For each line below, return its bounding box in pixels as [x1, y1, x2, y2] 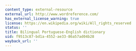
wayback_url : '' [5, 39, 38, 44]
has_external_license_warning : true [5, 16, 79, 21]
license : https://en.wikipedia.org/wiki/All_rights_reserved [5, 20, 132, 26]
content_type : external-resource [5, 7, 73, 12]
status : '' [5, 25, 27, 30]
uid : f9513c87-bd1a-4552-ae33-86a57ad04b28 [5, 34, 95, 39]
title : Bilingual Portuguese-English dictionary [5, 30, 105, 34]
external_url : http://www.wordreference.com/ [5, 12, 99, 17]
